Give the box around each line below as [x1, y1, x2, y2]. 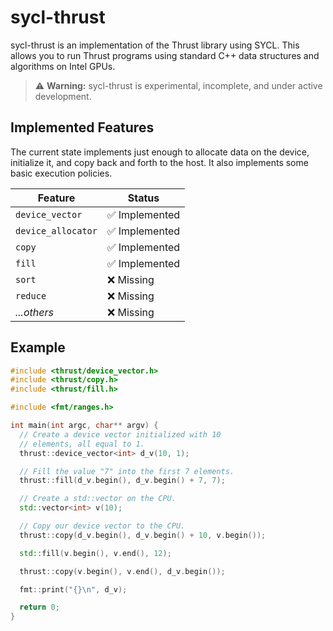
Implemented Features [10, 119, 155, 136]
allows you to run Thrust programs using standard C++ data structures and [10, 49, 320, 61]
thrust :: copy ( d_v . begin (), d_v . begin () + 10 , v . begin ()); [19, 530, 267, 540]
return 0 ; [19, 602, 60, 613]
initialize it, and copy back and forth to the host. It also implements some [10, 156, 309, 168]
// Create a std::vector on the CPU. [19, 494, 177, 504]
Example [10, 339, 66, 356]
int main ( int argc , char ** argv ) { [10, 421, 159, 431]
